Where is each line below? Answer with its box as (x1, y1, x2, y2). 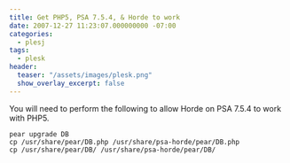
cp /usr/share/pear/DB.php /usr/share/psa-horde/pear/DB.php (9, 137, 240, 146)
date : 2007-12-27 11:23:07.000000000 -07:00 (9, 21, 176, 30)
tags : (9, 46, 29, 55)
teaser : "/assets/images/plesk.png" (17, 71, 153, 80)
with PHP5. (9, 113, 50, 123)
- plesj (17, 37, 46, 47)
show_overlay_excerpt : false (17, 79, 125, 88)
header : (9, 63, 38, 72)
